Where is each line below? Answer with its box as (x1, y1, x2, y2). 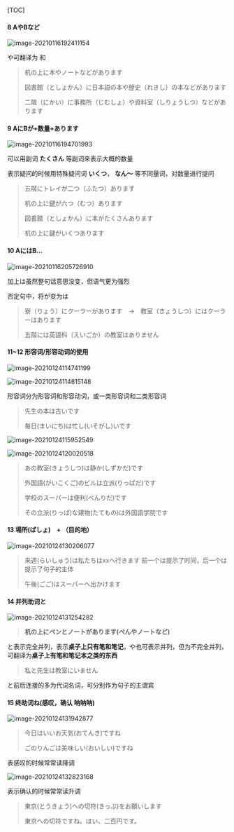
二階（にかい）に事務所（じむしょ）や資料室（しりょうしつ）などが (24, 98, 220, 107)
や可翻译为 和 (7, 53, 46, 62)
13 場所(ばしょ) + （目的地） (7, 526, 93, 534)
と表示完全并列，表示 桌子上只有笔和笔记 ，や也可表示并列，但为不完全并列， (7, 643, 228, 651)
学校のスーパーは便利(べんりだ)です (24, 493, 127, 502)
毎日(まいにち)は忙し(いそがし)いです (24, 421, 131, 430)
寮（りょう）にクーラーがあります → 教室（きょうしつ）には (24, 306, 208, 315)
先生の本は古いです (24, 407, 80, 415)
